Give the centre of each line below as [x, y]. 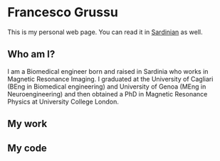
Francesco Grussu [63, 12]
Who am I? [31, 54]
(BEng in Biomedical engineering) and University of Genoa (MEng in [107, 87]
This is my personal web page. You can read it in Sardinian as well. [105, 32]
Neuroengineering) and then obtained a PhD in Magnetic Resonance [108, 94]
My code [27, 148]
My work [27, 124]
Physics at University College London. [63, 101]
